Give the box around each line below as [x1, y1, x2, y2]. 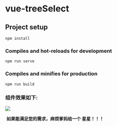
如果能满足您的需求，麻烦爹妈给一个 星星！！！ [6, 116, 104, 122]
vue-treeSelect [5, 3, 69, 14]
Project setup [5, 23, 48, 31]
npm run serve [5, 59, 35, 64]
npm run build [5, 82, 35, 87]
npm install [5, 36, 30, 41]
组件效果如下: [5, 94, 38, 101]
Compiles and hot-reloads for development [5, 47, 112, 54]
